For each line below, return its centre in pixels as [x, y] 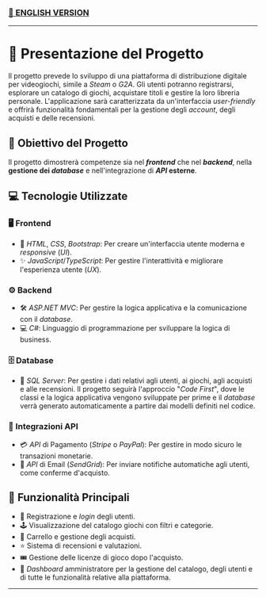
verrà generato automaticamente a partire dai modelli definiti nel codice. [137, 406]
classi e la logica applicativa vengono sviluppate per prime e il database [137, 398]
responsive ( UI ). [46, 252]
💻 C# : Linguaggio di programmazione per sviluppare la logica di [125, 328]
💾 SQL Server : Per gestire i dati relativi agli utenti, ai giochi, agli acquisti [136, 381]
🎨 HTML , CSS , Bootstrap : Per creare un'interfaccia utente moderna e [132, 243]
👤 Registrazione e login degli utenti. [78, 517]
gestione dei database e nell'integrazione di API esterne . [103, 170]
